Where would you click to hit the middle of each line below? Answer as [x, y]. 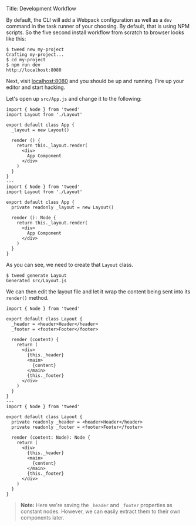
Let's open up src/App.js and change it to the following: [74, 99]
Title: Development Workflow [41, 9]
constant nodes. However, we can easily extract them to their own [100, 511]
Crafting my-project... [35, 55]
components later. [42, 517]
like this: [16, 39]
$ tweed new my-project [35, 49]
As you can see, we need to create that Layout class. [70, 265]
